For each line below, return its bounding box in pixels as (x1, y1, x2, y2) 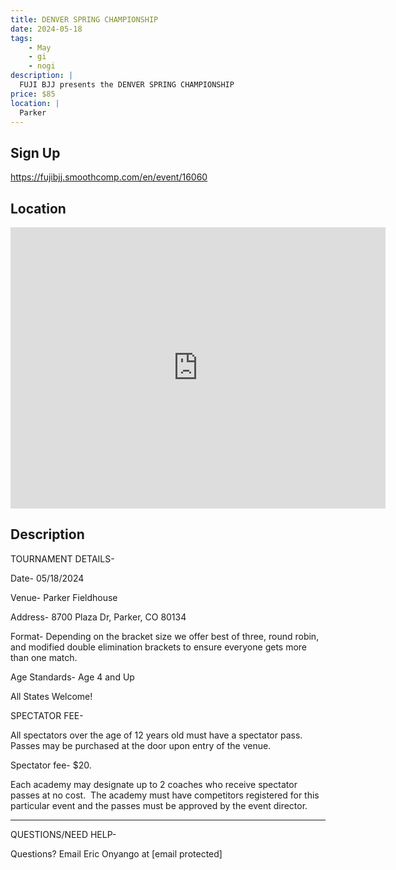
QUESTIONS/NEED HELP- (10, 828, 117, 840)
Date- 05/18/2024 (10, 572, 85, 584)
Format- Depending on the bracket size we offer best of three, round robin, (10, 630, 320, 642)
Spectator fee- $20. (10, 759, 92, 771)
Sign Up (10, 144, 61, 161)
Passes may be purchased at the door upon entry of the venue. (10, 739, 272, 751)
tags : (10, 33, 33, 43)
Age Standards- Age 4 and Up (10, 671, 135, 683)
